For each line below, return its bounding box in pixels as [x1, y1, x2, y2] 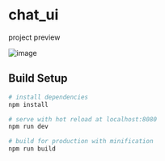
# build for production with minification [8, 138, 154, 146]
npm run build [8, 145, 57, 153]
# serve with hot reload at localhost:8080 [8, 115, 158, 123]
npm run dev [8, 123, 49, 131]
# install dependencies [8, 93, 89, 101]
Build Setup [8, 71, 68, 86]
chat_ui [8, 6, 59, 24]
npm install [8, 100, 49, 108]
